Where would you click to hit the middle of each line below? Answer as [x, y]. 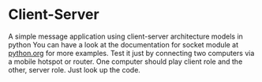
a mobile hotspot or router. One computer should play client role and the [125, 61]
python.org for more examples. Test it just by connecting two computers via [131, 53]
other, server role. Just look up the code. [74, 69]
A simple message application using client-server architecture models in [125, 36]
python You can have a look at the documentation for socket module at [124, 44]
